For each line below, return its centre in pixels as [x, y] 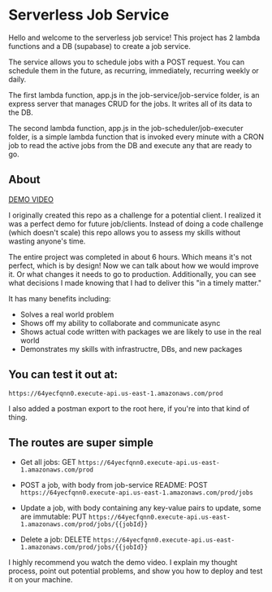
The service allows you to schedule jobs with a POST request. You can [127, 62]
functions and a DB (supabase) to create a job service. [99, 46]
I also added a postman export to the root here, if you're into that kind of [129, 408]
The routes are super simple [81, 443]
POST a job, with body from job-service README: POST [114, 485]
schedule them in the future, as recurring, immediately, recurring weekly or [134, 70]
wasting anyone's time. [47, 241]
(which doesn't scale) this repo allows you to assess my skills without [125, 232]
